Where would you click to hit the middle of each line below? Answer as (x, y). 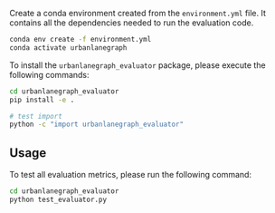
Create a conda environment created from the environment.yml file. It (138, 13)
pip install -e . (42, 100)
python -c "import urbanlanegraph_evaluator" (96, 125)
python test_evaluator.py (58, 199)
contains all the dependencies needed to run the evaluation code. (132, 23)
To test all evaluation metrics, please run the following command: (130, 175)
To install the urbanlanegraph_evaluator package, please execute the (137, 65)
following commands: (49, 74)
